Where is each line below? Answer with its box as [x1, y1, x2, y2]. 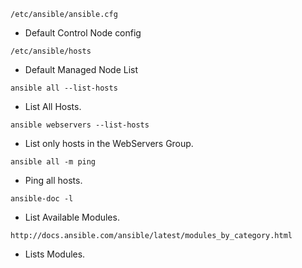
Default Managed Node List [24, 64, 139, 75]
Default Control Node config [24, 27, 142, 39]
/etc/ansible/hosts [10, 46, 92, 56]
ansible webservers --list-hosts [10, 120, 150, 130]
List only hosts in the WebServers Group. [24, 138, 194, 149]
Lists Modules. [24, 248, 86, 260]
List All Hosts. [24, 101, 82, 112]
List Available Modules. [24, 211, 120, 223]
